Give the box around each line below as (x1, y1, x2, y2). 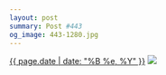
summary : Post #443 (9, 22, 83, 31)
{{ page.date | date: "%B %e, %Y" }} (9, 56, 146, 67)
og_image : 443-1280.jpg (9, 30, 99, 39)
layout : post (9, 13, 59, 23)
